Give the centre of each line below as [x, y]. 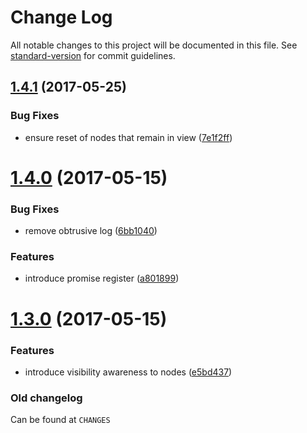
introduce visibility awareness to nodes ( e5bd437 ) [128, 372]
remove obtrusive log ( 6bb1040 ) [91, 231]
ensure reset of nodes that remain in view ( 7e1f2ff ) [128, 137]
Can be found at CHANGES [60, 420]
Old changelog [46, 398]
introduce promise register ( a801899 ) [102, 278]
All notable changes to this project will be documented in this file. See [154, 45]
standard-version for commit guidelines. [93, 55]
